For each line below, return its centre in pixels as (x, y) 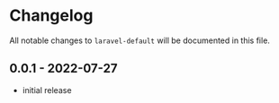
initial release (47, 90)
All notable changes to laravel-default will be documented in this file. (139, 40)
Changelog (51, 16)
